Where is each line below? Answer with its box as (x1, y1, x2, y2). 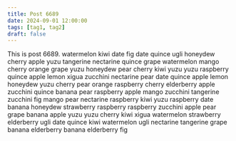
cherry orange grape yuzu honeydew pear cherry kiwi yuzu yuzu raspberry (7, 65, 230, 73)
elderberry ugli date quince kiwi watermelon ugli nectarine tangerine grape (7, 118, 228, 127)
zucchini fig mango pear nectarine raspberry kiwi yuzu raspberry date (7, 95, 214, 104)
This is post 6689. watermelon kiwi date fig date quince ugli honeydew (7, 50, 215, 58)
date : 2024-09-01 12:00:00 (7, 17, 88, 24)
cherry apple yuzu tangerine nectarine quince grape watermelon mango (7, 58, 220, 66)
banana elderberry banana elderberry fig (7, 125, 128, 134)
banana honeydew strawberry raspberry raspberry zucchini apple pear (7, 103, 217, 111)
